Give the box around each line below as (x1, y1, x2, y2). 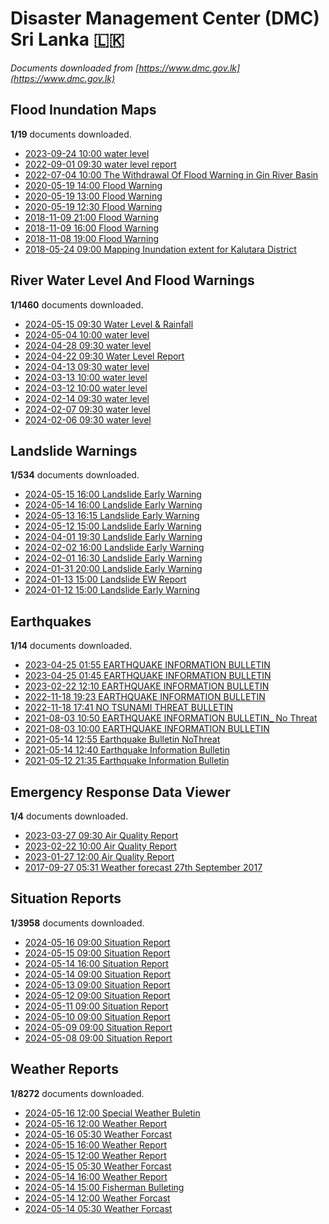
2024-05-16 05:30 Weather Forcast (24, 1128, 173, 1140)
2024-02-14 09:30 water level (24, 392, 150, 404)
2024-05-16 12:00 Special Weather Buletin (24, 1107, 201, 1119)
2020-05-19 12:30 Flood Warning (24, 200, 163, 212)
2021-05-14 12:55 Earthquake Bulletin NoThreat (24, 733, 221, 746)
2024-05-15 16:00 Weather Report (24, 1138, 167, 1151)
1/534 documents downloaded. (10, 469, 140, 481)
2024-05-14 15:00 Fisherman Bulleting (24, 1181, 185, 1193)
